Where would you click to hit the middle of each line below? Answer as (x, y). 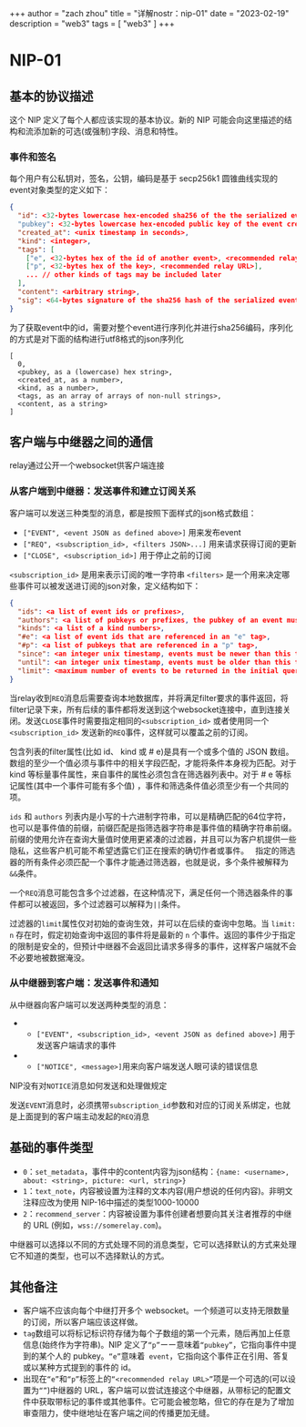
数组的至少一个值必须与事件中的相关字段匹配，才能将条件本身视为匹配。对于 (153, 762)
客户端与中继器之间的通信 (81, 442)
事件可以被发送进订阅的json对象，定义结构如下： (109, 586)
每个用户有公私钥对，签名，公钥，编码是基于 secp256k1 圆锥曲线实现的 (143, 178)
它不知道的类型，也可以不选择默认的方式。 (89, 1256)
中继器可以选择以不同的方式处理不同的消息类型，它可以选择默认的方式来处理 (153, 1244)
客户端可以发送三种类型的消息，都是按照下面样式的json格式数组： (133, 513)
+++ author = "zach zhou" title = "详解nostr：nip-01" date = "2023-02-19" (149, 13)
